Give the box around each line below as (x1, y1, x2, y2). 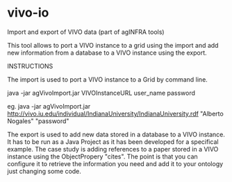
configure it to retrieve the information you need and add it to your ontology (7, 159, 224, 167)
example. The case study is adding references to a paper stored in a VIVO (7, 145, 219, 153)
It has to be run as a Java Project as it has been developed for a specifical (7, 137, 219, 146)
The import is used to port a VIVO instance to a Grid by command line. (7, 75, 208, 84)
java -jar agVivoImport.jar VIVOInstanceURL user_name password (7, 89, 196, 97)
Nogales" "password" (7, 116, 69, 125)
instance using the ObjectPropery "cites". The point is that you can (7, 152, 198, 161)
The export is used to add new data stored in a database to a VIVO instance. (7, 130, 226, 138)
